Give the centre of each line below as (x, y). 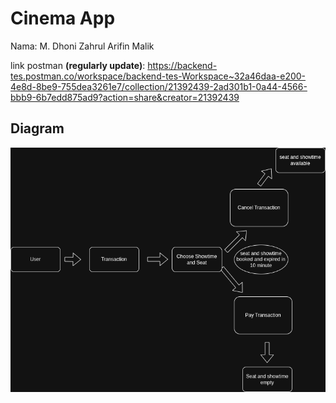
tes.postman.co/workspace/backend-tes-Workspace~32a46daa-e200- (158, 76)
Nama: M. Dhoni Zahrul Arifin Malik (82, 46)
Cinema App (63, 18)
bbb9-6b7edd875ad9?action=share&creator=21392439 (125, 97)
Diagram (37, 128)
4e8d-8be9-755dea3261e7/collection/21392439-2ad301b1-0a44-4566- (159, 86)
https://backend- (182, 65)
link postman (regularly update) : (78, 65)
